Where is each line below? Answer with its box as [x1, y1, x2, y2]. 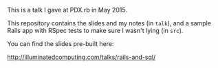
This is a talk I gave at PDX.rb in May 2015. [7, 6, 127, 14]
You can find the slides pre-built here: [7, 40, 115, 47]
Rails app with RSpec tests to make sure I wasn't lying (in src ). [7, 27, 184, 34]
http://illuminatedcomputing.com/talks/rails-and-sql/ [7, 53, 156, 61]
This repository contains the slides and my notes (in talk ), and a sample [7, 19, 212, 27]
